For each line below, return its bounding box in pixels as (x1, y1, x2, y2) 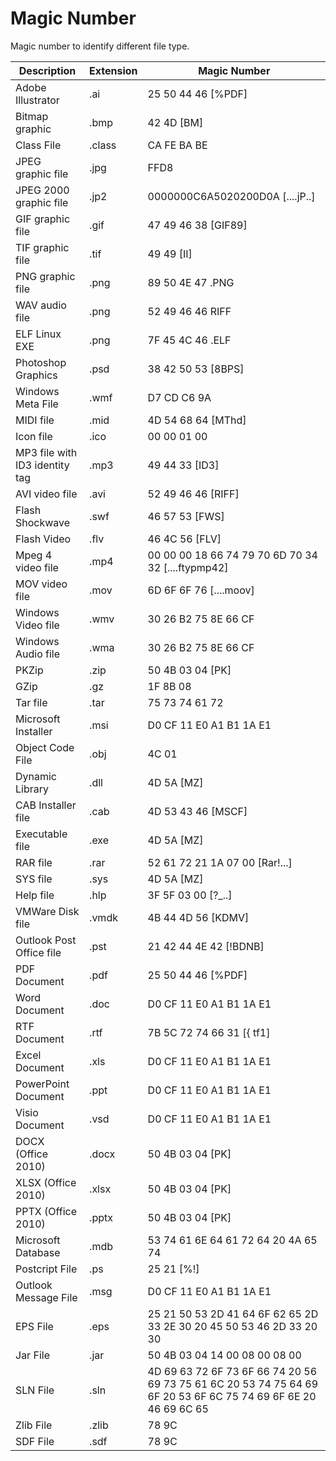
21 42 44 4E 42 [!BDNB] (147, 939, 265, 953)
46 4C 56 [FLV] (147, 532, 222, 546)
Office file (15, 945, 62, 959)
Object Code (15, 740, 75, 754)
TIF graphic (15, 240, 70, 254)
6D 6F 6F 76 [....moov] (147, 583, 255, 597)
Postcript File (15, 1262, 78, 1276)
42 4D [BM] (147, 115, 204, 129)
